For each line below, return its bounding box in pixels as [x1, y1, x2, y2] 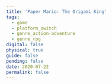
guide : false [6, 53, 39, 59]
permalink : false [6, 69, 49, 75]
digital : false [6, 42, 44, 48]
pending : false [6, 58, 44, 64]
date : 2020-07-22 [6, 63, 49, 70]
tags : [6, 14, 20, 20]
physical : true [6, 47, 44, 53]
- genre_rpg [11, 36, 41, 42]
